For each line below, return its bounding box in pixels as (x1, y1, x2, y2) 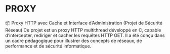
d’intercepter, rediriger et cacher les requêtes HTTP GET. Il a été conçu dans (5, 32, 165, 38)
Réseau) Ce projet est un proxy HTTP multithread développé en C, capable (5, 27, 161, 33)
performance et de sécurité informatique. (5, 43, 92, 49)
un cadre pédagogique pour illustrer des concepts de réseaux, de (5, 37, 142, 43)
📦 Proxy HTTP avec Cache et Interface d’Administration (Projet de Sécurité (5, 19, 163, 25)
